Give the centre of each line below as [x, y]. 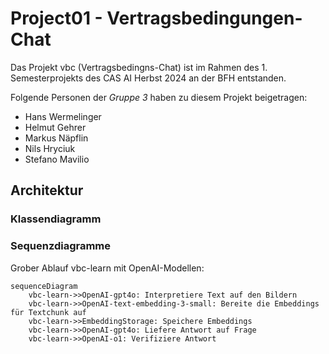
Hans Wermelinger [63, 116]
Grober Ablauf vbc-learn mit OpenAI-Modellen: [107, 268]
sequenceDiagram [44, 286]
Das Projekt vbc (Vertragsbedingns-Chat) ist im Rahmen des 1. [139, 67]
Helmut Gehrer [55, 127]
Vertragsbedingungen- [204, 18]
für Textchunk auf [48, 312]
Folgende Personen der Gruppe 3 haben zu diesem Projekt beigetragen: [159, 97]
